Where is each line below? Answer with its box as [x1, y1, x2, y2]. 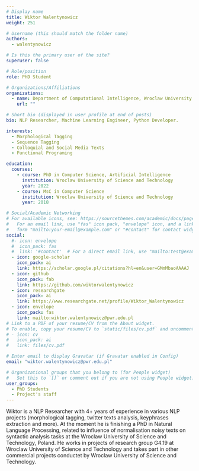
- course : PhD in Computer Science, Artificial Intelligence [17, 172, 171, 178]
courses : [11, 167, 33, 173]
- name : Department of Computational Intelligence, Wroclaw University [11, 96, 192, 101]
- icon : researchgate [11, 287, 65, 294]
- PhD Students [11, 386, 49, 392]
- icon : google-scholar [11, 254, 70, 260]
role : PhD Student [6, 74, 52, 80]
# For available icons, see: [6, 216, 78, 222]
